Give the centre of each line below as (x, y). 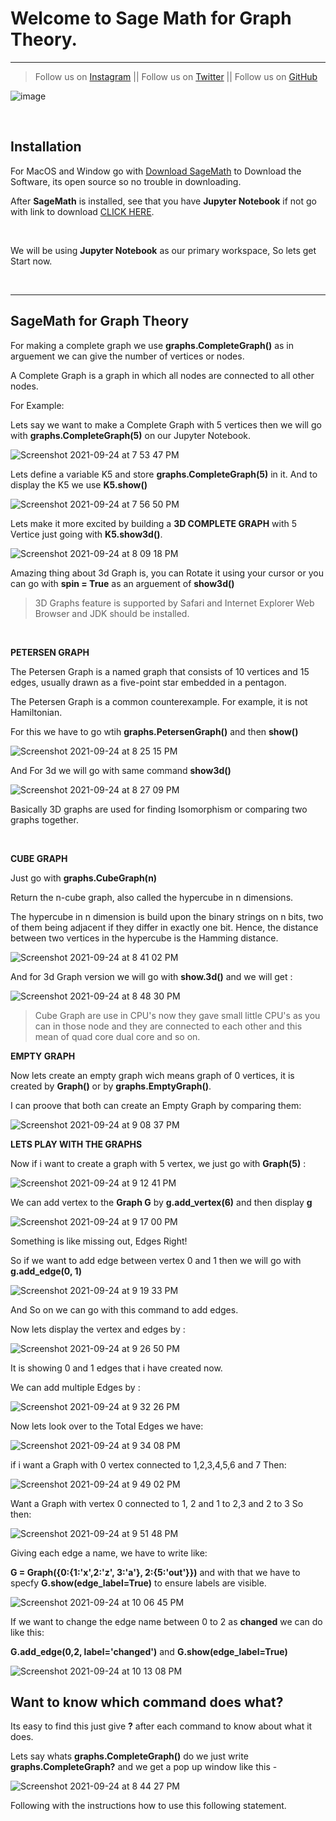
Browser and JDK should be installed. (112, 613)
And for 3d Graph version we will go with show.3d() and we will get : (151, 976)
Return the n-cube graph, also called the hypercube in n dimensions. (152, 897)
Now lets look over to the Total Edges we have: (107, 1426)
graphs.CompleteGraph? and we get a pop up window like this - (144, 1767)
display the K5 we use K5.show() (79, 484)
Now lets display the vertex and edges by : (98, 1329)
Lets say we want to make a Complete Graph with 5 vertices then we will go (166, 424)
